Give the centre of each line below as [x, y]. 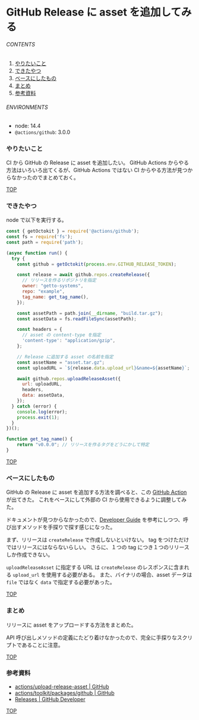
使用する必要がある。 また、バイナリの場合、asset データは [119, 575]
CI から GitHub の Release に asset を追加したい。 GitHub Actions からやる [97, 162]
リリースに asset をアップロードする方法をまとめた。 [71, 625]
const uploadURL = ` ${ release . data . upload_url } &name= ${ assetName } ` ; [103, 368]
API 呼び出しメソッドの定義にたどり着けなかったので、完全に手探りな [91, 637]
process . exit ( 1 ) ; [38, 417]
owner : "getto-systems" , [53, 286]
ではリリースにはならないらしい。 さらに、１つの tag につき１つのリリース [98, 547]
